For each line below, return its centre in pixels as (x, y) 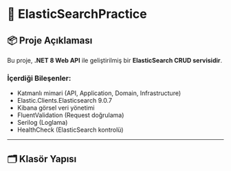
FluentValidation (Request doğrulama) (70, 115)
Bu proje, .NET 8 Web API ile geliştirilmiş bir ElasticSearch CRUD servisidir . (115, 60)
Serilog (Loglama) (42, 123)
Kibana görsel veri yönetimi (56, 108)
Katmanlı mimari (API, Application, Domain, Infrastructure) (99, 93)
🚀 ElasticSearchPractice (77, 14)
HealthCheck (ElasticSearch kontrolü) (70, 130)
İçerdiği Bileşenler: (39, 78)
